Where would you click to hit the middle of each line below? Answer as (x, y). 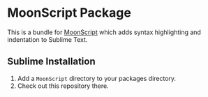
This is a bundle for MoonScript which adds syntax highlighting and (104, 32)
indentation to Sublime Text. (47, 39)
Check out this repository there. (63, 86)
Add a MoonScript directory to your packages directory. (97, 78)
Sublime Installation (51, 62)
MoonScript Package (69, 13)
